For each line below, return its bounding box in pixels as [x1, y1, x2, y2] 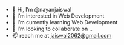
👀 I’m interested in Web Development [11, 12, 105, 19]
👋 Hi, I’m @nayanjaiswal [11, 6, 72, 13]
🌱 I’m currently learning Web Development [11, 19, 118, 26]
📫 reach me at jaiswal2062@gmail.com [11, 32, 112, 39]
